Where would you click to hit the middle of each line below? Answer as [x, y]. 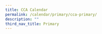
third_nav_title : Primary [32, 24]
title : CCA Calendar [27, 10]
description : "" [22, 19]
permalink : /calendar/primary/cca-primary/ [51, 14]
